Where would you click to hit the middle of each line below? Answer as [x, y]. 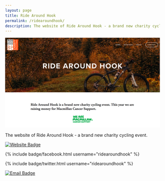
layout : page [18, 10]
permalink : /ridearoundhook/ [35, 21]
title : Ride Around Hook [30, 15]
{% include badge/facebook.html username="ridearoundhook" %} [72, 154]
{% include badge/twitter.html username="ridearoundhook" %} [69, 164]
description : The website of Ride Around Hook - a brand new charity [78, 26]
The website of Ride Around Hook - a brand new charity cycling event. [76, 135]
